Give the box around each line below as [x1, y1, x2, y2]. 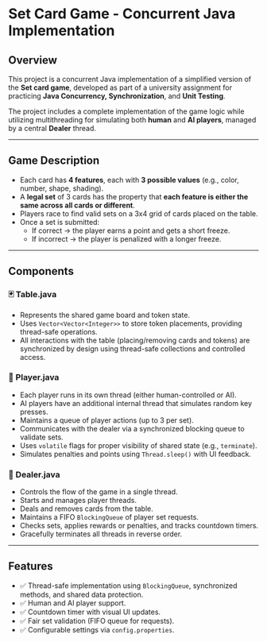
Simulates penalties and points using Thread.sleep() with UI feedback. [19, 449, 252, 458]
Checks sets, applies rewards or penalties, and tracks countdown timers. [19, 521, 259, 531]
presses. [19, 407, 48, 416]
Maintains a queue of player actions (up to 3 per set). [19, 415, 195, 425]
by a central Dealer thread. [8, 124, 97, 133]
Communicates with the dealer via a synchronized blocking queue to [19, 423, 245, 433]
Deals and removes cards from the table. [19, 504, 153, 513]
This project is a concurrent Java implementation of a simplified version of [8, 75, 252, 83]
